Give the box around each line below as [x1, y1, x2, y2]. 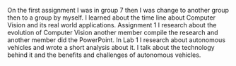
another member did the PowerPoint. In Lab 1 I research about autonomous [7, 36, 226, 44]
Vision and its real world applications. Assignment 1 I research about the [7, 21, 217, 29]
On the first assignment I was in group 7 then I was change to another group [7, 6, 230, 14]
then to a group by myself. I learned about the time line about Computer [7, 13, 216, 22]
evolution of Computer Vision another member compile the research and [7, 28, 218, 37]
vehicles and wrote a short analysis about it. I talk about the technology [7, 44, 215, 51]
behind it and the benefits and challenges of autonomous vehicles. [7, 51, 201, 59]
